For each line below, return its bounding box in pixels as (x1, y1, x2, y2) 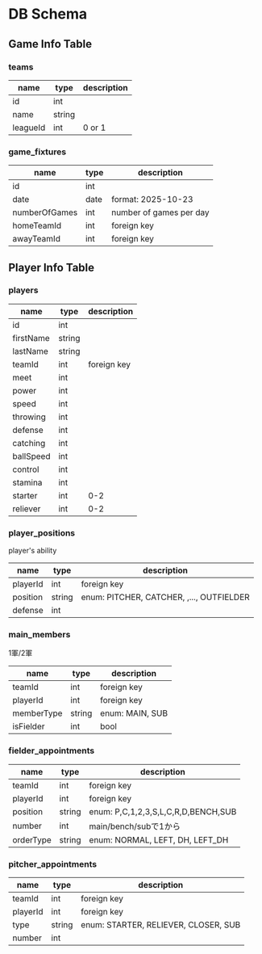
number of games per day (111, 207, 210, 218)
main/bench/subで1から (89, 821, 181, 832)
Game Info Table (8, 37, 93, 51)
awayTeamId (12, 233, 60, 245)
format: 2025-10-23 (111, 194, 193, 205)
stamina (12, 477, 43, 488)
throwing (12, 411, 46, 422)
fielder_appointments (8, 745, 95, 756)
